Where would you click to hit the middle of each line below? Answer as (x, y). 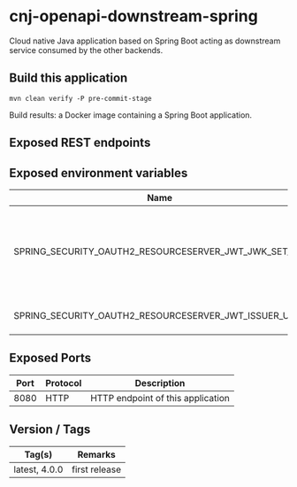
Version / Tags (50, 430)
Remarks (97, 454)
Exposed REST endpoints (80, 143)
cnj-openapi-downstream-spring (133, 16)
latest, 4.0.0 (38, 469)
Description (160, 383)
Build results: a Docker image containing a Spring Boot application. (131, 115)
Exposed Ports (50, 358)
